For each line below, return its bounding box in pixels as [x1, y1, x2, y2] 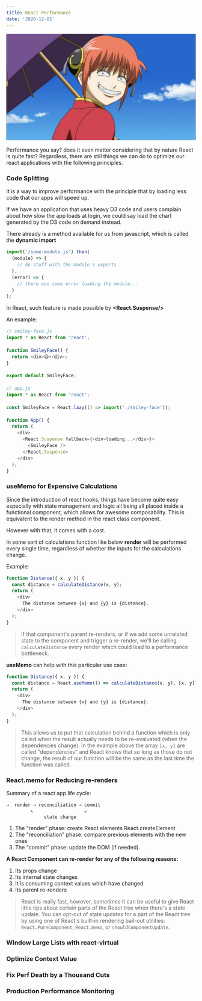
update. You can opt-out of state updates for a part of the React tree [20, 911, 191, 918]
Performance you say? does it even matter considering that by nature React [6, 146, 194, 153]
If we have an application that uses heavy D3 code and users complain [6, 206, 182, 213]
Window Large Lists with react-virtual [6, 938, 119, 947]
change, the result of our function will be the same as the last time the [20, 754, 195, 762]
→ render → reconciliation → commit [6, 802, 101, 808]
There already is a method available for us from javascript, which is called [6, 230, 189, 238]
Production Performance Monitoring [6, 987, 114, 995]
